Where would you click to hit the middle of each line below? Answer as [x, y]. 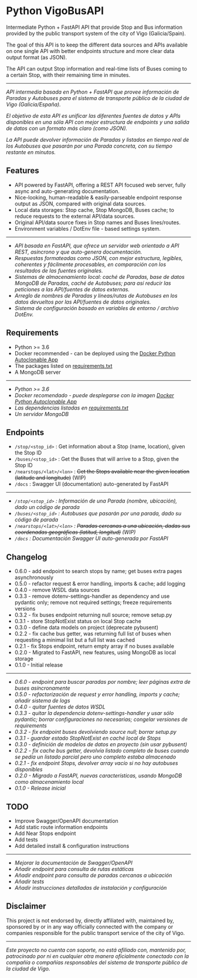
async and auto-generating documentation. [67, 191]
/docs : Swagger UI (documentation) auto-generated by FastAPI [91, 484]
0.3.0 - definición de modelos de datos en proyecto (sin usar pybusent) [101, 744]
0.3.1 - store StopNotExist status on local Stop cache [78, 621]
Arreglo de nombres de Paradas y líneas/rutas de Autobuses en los [96, 295]
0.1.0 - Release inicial [40, 788]
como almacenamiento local [49, 782]
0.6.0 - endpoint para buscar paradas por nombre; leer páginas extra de [102, 682]
